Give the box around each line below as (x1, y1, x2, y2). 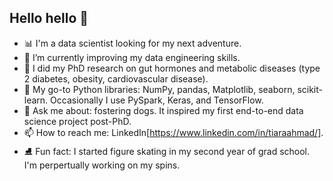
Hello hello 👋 (9, 10, 89, 27)
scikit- (297, 83, 324, 95)
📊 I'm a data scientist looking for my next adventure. (23, 37, 242, 49)
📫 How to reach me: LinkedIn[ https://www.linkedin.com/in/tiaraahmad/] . (23, 126, 324, 138)
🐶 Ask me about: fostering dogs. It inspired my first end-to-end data (23, 104, 304, 116)
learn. (23, 94, 49, 106)
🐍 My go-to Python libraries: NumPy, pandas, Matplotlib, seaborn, (23, 83, 296, 95)
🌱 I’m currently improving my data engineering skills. (23, 51, 241, 63)
